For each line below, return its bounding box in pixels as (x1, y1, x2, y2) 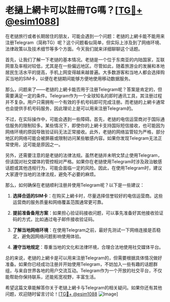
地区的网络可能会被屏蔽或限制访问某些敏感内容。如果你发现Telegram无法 (5, 135, 158, 141)
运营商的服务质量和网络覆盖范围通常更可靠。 (12, 199, 106, 205)
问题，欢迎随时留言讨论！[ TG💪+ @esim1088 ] (5, 291, 118, 297)
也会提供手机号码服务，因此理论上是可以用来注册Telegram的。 (5, 105, 136, 111)
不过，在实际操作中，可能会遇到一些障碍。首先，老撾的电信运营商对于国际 (5, 116, 160, 122)
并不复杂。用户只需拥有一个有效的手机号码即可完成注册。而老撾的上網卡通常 (5, 99, 165, 105)
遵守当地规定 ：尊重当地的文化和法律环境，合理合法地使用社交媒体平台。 (12, 244, 163, 250)
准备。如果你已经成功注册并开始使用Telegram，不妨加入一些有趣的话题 (5, 261, 153, 267)
